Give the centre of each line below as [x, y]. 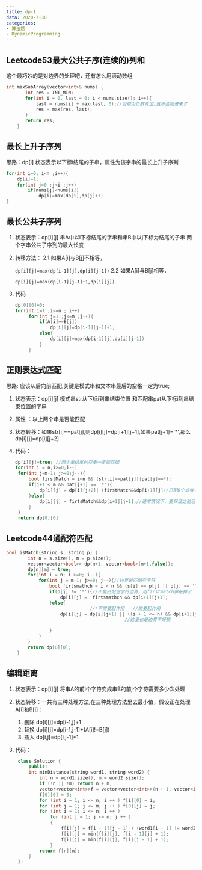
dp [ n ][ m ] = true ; [49, 569]
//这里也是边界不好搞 [148, 620]
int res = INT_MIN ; [49, 93]
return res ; [40, 121]
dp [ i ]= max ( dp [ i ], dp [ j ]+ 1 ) [71, 196]
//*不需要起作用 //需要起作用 [125, 608]
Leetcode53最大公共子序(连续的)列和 [76, 60]
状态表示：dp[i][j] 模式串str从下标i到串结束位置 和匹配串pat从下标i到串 [102, 398]
